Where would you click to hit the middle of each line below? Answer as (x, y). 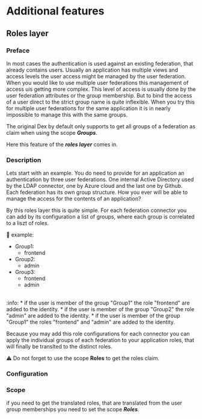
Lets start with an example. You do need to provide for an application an (95, 173)
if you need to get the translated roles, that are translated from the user (94, 403)
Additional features (55, 11)
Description (24, 160)
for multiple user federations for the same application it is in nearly (89, 108)
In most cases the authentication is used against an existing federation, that (100, 63)
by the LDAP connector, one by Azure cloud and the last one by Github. (94, 186)
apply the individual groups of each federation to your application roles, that (100, 340)
